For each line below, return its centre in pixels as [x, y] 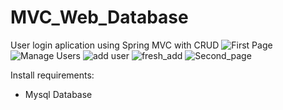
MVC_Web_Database [99, 17]
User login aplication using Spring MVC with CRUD [115, 45]
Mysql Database [58, 94]
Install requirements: [52, 75]
